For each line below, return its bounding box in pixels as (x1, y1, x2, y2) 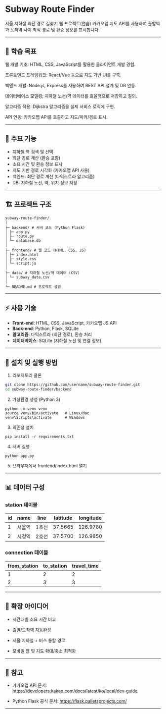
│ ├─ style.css (5, 257, 37, 262)
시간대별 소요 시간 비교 (12, 616, 56, 622)
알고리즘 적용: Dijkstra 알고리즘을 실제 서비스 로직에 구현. (5, 103, 115, 110)
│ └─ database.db (5, 238, 41, 243)
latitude (54, 514, 73, 521)
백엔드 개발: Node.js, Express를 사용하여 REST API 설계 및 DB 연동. (5, 82, 137, 88)
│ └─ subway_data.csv (5, 275, 50, 280)
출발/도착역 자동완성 (12, 627, 51, 633)
